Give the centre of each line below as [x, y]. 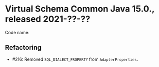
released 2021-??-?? [48, 19]
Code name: [17, 32]
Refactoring [23, 47]
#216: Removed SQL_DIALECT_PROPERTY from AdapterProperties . [75, 59]
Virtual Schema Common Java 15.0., [80, 9]
